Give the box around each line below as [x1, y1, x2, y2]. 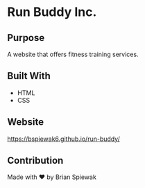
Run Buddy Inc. [7, 4, 97, 20]
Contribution [7, 155, 64, 166]
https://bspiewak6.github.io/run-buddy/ [7, 135, 120, 143]
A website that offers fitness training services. [7, 50, 139, 58]
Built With [7, 70, 51, 82]
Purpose [7, 32, 45, 44]
